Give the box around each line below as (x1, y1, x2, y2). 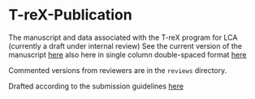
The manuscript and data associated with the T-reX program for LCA (8, 32, 238, 42)
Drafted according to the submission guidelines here (8, 81, 184, 91)
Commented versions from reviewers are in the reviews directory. (8, 65, 227, 75)
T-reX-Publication (8, 6, 132, 24)
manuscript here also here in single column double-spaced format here (8, 49, 247, 59)
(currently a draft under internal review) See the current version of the (8, 41, 242, 50)
